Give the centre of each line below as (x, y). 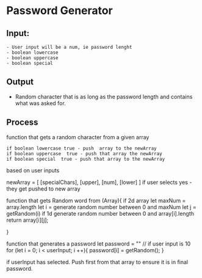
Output (20, 82)
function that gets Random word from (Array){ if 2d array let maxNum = (96, 200)
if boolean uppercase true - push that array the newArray (85, 153)
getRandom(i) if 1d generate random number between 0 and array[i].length (100, 213)
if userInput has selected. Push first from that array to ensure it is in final (97, 262)
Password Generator (60, 11)
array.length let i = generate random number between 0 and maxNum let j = (101, 207)
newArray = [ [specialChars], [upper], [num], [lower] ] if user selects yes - (99, 182)
